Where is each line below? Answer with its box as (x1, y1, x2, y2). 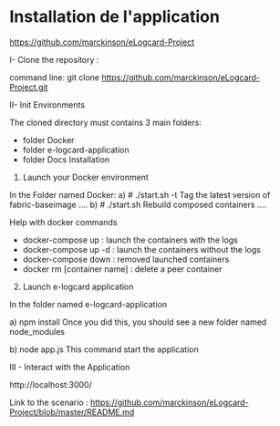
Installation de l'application (9, 6, 221, 27)
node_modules (9, 326, 66, 337)
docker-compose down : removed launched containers (22, 254, 230, 265)
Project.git (9, 81, 48, 92)
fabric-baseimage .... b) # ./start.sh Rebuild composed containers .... (9, 199, 267, 210)
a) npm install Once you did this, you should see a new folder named (9, 317, 267, 327)
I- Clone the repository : (9, 54, 99, 65)
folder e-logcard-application (22, 144, 130, 155)
